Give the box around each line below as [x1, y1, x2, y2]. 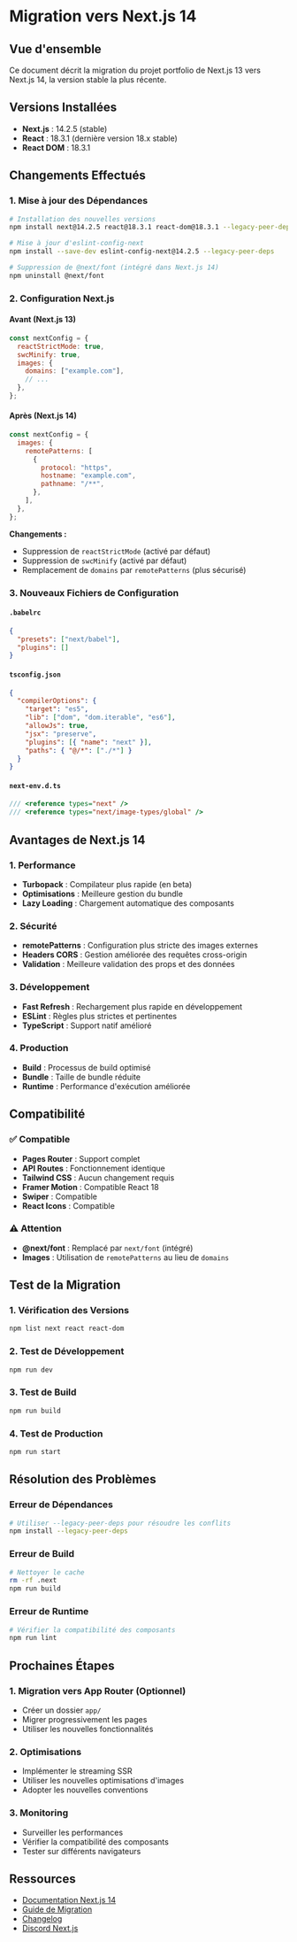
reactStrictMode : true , [17, 342, 104, 351]
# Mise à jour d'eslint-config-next [9, 239, 144, 248]
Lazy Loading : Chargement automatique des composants [21, 897, 234, 909]
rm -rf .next [9, 1576, 57, 1585]
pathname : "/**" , [41, 480, 104, 489]
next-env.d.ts [9, 781, 62, 790]
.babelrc [9, 608, 42, 617]
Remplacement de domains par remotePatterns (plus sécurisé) [21, 564, 247, 575]
